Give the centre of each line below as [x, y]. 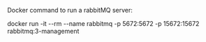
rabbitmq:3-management [43, 31]
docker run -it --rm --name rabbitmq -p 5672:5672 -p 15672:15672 [103, 23]
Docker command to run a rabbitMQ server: [70, 10]
